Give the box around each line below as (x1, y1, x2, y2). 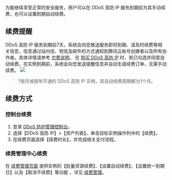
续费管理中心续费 (5, 150, 48, 157)
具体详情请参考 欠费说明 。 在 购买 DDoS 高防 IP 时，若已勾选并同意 (18, 54, 160, 60)
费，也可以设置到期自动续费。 (5, 11, 68, 17)
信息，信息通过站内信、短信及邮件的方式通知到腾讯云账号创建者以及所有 (9, 48, 162, 54)
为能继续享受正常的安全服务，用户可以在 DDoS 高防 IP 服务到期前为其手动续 (5, 5, 166, 10)
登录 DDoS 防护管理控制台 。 (12, 123, 73, 130)
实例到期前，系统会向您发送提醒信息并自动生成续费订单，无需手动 (27, 61, 167, 67)
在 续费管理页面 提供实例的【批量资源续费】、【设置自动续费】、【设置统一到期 (5, 163, 165, 169)
